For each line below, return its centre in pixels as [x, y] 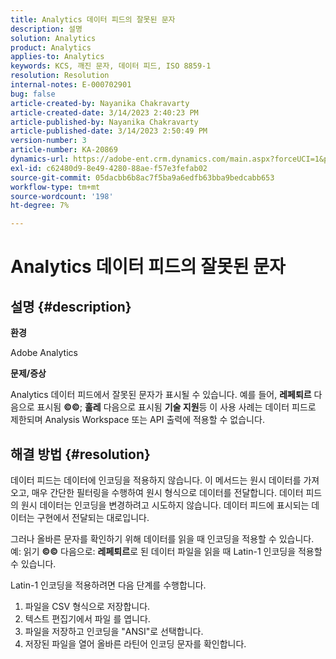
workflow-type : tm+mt [55, 187]
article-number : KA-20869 [64, 150]
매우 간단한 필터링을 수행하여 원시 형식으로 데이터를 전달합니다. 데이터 [167, 492]
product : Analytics [51, 47]
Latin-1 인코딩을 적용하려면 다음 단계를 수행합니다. [108, 585]
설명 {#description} [71, 306]
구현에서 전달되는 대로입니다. [93, 517]
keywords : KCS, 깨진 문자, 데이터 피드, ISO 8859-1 [111, 66]
